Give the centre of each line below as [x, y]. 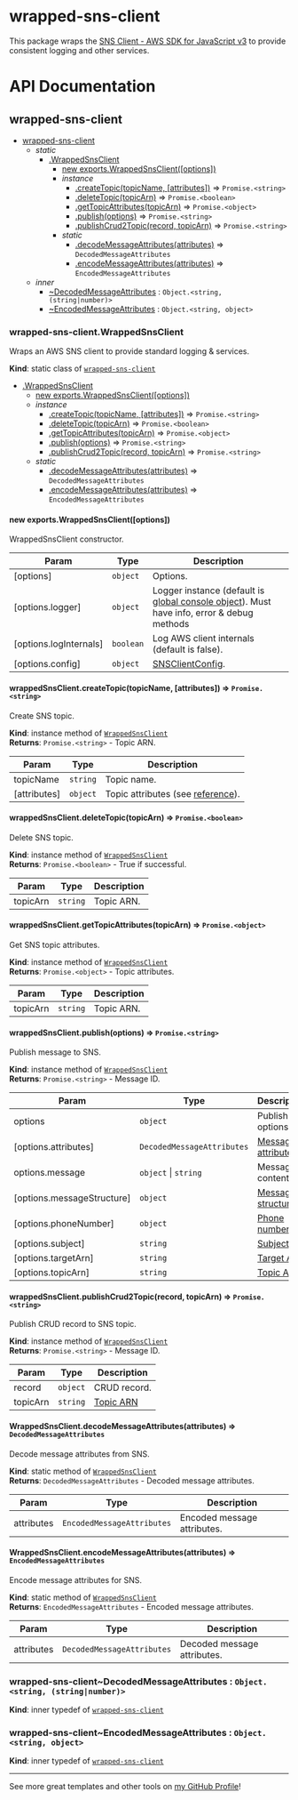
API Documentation [82, 87]
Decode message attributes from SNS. [80, 1454]
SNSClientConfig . [189, 664]
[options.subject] [50, 1244]
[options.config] [47, 664]
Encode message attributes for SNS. [76, 1579]
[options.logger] [47, 607]
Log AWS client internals [203, 639]
